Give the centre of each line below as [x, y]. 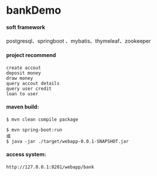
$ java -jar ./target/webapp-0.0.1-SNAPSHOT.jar [67, 141]
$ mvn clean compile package [42, 120]
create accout [24, 68]
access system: [26, 155]
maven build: [23, 107]
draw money [20, 78]
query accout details [33, 83]
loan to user [22, 94]
